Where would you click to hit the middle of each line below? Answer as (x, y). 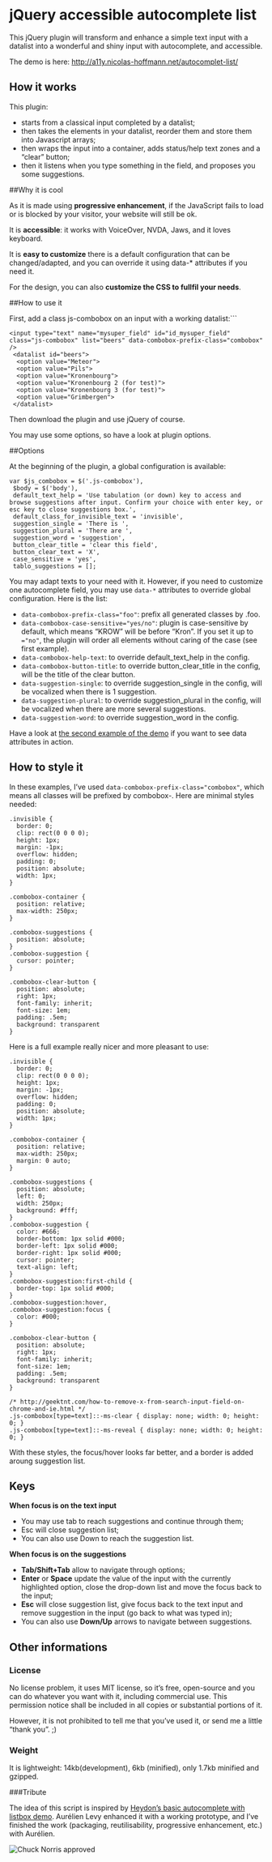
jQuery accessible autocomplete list (133, 15)
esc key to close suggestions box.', (73, 509)
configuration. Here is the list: (59, 598)
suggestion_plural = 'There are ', (72, 531)
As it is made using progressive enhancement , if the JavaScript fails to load (136, 205)
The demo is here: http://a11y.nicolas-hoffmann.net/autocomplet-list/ (123, 62)
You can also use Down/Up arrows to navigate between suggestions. (136, 1621)
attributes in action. (41, 741)
